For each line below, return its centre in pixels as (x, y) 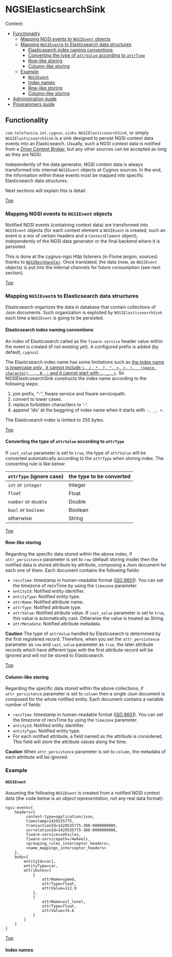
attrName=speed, (59, 879)
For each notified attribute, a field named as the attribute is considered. (88, 736)
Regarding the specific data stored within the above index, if (69, 554)
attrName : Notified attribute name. (48, 602)
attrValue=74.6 (58, 911)
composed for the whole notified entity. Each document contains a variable (84, 699)
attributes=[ (38, 871)
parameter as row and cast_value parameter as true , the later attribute (79, 644)
